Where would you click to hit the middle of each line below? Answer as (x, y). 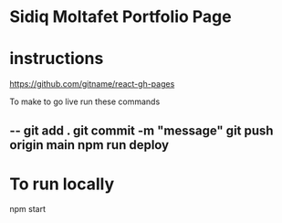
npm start (28, 209)
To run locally (62, 184)
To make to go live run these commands (85, 101)
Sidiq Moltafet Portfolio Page (120, 17)
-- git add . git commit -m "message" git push (141, 130)
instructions (57, 59)
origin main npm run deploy (89, 145)
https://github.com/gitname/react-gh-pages (92, 84)
